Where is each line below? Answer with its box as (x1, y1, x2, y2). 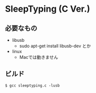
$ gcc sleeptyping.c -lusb (5, 83, 60, 88)
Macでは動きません (19, 55, 58, 60)
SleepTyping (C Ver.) (5, 3, 90, 15)
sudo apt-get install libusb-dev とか (19, 43, 91, 49)
